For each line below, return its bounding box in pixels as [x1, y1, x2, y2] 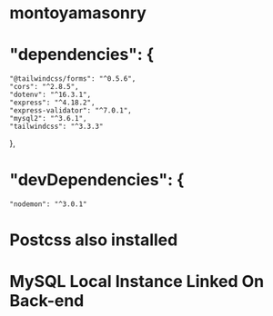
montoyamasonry [9, 3, 147, 24]
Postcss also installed [9, 230, 178, 251]
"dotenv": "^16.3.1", [9, 90, 92, 100]
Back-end [9, 291, 85, 311]
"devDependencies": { [9, 170, 185, 191]
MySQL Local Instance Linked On [9, 272, 265, 292]
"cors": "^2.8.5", [9, 83, 79, 92]
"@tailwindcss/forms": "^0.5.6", [9, 74, 136, 84]
